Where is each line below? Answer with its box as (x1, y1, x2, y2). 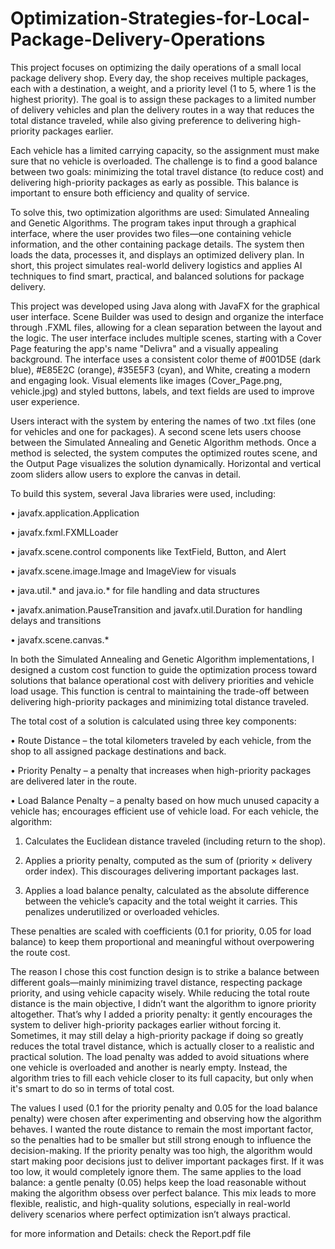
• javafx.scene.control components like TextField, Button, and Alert (10, 545, 287, 557)
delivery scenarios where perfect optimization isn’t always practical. (10, 1208, 292, 1220)
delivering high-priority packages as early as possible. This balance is (10, 176, 299, 188)
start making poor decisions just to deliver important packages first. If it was (10, 1155, 325, 1167)
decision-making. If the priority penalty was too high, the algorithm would (10, 1144, 313, 1156)
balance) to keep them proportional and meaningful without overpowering (10, 935, 315, 947)
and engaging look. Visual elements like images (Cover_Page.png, (10, 374, 283, 386)
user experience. (10, 395, 80, 407)
